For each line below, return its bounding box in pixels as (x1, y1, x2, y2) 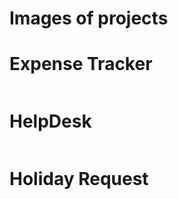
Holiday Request (9, 168, 149, 191)
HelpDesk (9, 110, 92, 133)
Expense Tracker (9, 53, 153, 76)
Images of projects (9, 7, 169, 30)
